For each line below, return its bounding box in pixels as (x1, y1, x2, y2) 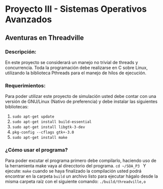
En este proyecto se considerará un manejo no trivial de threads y (5, 59, 138, 65)
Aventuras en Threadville (5, 33, 84, 42)
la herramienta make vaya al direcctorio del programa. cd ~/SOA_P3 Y (5, 163, 146, 169)
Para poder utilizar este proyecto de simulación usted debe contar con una (5, 94, 156, 99)
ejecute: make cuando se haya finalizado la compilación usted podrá (5, 168, 141, 174)
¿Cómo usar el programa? (5, 147, 68, 154)
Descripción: (5, 48, 37, 55)
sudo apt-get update (12, 114, 54, 119)
